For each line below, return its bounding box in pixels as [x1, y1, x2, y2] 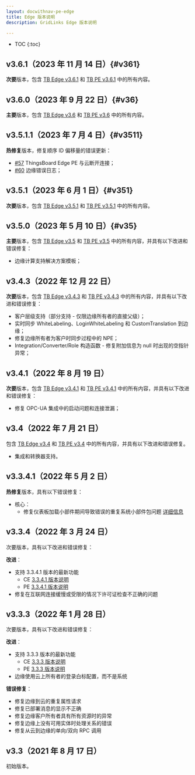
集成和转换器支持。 [14, 452, 61, 459]
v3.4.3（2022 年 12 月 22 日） [6, 276, 116, 286]
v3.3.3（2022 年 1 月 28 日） [6, 609, 111, 619]
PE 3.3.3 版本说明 [23, 665, 65, 672]
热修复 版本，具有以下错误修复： [6, 488, 83, 495]
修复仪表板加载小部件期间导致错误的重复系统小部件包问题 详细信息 [23, 508, 184, 515]
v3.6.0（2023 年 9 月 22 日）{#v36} [6, 94, 139, 104]
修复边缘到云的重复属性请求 [14, 698, 82, 705]
